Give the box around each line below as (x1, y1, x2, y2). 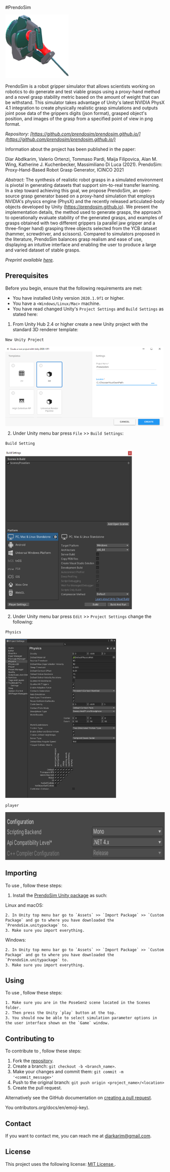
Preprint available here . (5, 257, 54, 263)
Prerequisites (5, 272, 49, 280)
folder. (5, 1005, 22, 1011)
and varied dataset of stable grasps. (5, 247, 81, 253)
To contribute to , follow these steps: (5, 1048, 82, 1054)
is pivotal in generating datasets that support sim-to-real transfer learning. (5, 182, 160, 188)
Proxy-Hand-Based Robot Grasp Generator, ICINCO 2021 (5, 167, 124, 173)
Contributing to (5, 1034, 55, 1043)
